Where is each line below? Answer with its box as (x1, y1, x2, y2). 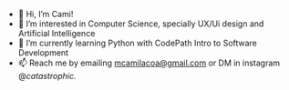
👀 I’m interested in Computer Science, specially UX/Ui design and (17, 18, 264, 29)
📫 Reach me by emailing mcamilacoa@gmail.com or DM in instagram (17, 57, 281, 68)
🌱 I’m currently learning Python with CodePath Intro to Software (17, 37, 258, 48)
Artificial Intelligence (17, 28, 96, 38)
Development (17, 47, 69, 58)
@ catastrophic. (17, 71, 77, 81)
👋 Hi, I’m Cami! (17, 9, 74, 19)
